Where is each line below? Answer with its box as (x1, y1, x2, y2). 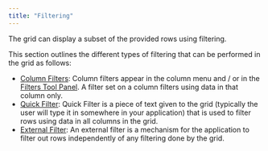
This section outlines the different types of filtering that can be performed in (8, 49, 261, 59)
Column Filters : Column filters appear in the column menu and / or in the (19, 73, 260, 83)
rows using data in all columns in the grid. (19, 116, 159, 125)
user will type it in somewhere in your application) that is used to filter (19, 108, 251, 117)
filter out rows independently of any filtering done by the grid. (19, 133, 225, 143)
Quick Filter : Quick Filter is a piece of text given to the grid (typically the (19, 99, 258, 108)
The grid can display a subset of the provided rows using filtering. (8, 34, 227, 43)
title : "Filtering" (8, 11, 74, 20)
